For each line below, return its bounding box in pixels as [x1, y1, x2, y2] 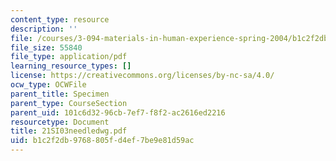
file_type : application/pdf [10, 52, 128, 62]
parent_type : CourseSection [10, 98, 128, 108]
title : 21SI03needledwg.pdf [10, 126, 128, 136]
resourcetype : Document [10, 117, 110, 127]
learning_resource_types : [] [10, 61, 132, 71]
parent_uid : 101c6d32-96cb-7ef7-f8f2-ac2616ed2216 [10, 107, 226, 118]
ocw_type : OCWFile [10, 80, 87, 90]
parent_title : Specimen [10, 89, 110, 99]
